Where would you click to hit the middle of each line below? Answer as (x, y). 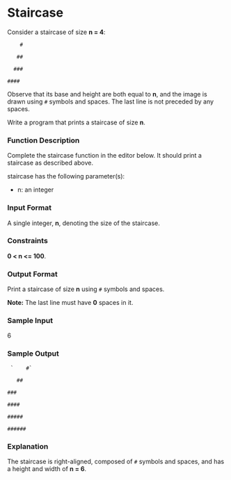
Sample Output (33, 354)
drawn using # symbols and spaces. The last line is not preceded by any (111, 101)
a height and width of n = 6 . (47, 469)
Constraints (28, 241)
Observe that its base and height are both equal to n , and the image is (107, 94)
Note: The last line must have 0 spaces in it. (70, 303)
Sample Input (30, 321)
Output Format (32, 274)
